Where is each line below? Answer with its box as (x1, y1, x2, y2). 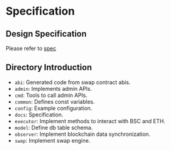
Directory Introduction (5, 62, 92, 73)
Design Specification (5, 29, 87, 39)
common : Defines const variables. (14, 98, 95, 105)
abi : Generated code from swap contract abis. (14, 78, 131, 86)
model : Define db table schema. (14, 124, 93, 131)
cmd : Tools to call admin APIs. (14, 91, 88, 99)
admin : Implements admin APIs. (14, 85, 92, 92)
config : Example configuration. (14, 104, 92, 112)
